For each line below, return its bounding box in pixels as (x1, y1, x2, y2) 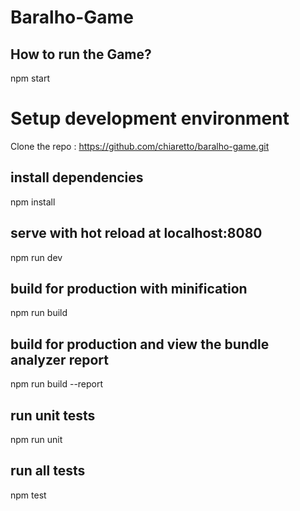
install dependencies (10, 169, 144, 186)
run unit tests (10, 407, 96, 424)
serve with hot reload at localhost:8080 (10, 225, 263, 242)
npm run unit (10, 434, 63, 445)
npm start (10, 72, 51, 84)
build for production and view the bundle (10, 336, 270, 353)
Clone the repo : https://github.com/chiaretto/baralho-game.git (10, 140, 270, 152)
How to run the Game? (10, 46, 152, 63)
